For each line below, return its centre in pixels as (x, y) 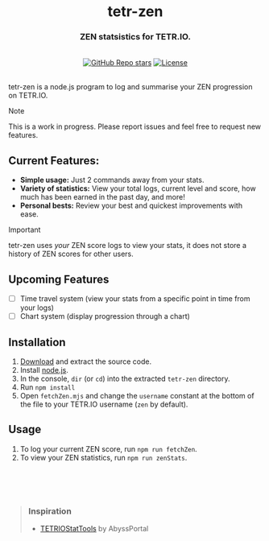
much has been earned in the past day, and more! (102, 197)
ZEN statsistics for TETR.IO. (135, 37)
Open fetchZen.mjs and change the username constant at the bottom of (137, 396)
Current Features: (54, 161)
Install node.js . (44, 370)
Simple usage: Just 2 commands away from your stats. (112, 180)
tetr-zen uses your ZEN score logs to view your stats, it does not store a (128, 246)
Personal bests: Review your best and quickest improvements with (131, 206)
